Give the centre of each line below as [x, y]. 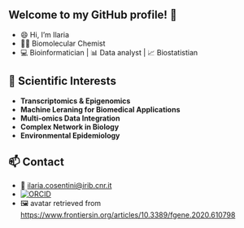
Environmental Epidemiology [70, 135]
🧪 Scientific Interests [62, 81]
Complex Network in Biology [70, 126]
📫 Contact [37, 162]
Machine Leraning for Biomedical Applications [100, 109]
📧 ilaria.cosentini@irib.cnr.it [66, 186]
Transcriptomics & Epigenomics [75, 101]
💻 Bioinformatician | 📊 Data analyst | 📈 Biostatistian [109, 52]
